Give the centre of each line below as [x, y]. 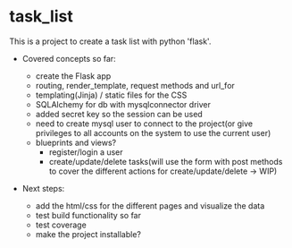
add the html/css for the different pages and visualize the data [150, 205]
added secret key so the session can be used [119, 114]
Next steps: [43, 188]
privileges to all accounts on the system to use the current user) [153, 133]
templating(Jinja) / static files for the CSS [111, 95]
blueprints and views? [76, 142]
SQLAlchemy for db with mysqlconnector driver [123, 104]
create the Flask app [73, 76]
